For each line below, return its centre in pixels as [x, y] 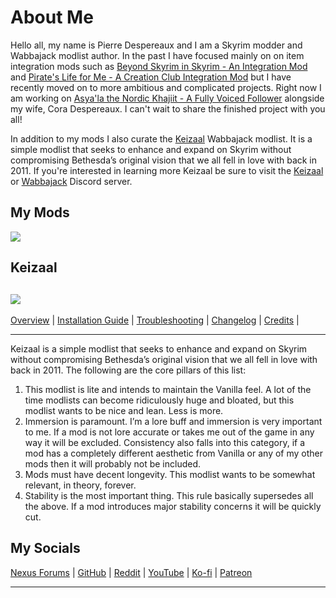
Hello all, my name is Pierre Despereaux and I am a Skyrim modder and [156, 45]
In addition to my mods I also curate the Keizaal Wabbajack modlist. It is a [161, 138]
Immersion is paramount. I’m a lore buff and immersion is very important [173, 421]
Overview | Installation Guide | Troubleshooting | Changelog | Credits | [155, 320]
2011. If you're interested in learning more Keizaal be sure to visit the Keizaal [167, 170]
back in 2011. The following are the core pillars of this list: [128, 370]
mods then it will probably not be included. [112, 463]
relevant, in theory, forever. [80, 485]
